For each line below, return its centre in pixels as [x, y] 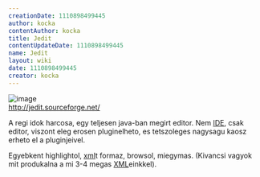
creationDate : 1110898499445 [57, 16]
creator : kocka [34, 76]
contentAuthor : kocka [45, 31]
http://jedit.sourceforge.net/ [54, 107]
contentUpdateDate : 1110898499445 [66, 46]
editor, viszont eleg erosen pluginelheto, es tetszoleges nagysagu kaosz [128, 131]
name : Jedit [28, 53]
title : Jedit [30, 38]
